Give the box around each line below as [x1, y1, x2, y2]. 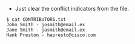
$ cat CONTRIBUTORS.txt [6, 17, 67, 23]
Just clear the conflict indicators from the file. [15, 5, 129, 12]
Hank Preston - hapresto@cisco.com [6, 32, 96, 38]
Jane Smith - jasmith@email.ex [6, 27, 85, 33]
